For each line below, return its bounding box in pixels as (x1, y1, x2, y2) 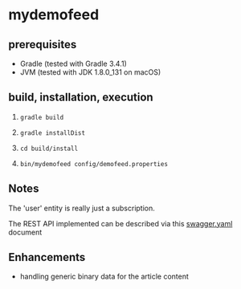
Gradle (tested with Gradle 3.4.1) (19, 59, 127, 68)
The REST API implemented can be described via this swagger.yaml (8, 218, 233, 228)
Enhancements (8, 250, 86, 264)
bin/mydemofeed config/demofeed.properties (19, 160, 169, 168)
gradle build (19, 113, 64, 121)
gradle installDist (19, 128, 86, 137)
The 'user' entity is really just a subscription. (8, 203, 155, 213)
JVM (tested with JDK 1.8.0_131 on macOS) (19, 67, 161, 77)
